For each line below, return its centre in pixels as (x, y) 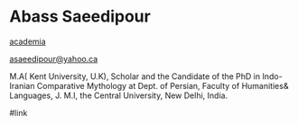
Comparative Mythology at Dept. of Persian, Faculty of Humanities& (163, 85)
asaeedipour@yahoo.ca (54, 58)
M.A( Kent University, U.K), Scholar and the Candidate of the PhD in (135, 76)
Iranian (22, 85)
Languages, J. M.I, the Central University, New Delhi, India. (119, 95)
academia (28, 41)
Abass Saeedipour (80, 17)
